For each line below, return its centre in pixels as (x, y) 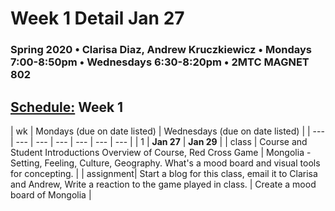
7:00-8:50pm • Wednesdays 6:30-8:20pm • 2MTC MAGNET (160, 62)
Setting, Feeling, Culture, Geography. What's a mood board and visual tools (165, 163)
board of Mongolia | (51, 194)
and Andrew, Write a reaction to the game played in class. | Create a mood (163, 184)
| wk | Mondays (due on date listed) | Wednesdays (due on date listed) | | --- (167, 131)
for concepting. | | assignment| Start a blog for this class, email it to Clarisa (164, 173)
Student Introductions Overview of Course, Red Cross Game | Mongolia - (161, 152)
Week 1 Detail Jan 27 (97, 18)
